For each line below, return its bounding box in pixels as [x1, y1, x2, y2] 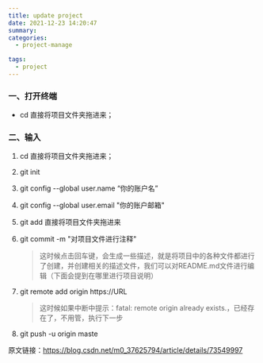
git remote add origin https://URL [19, 287, 128, 296]
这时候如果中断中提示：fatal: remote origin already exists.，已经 [39, 303, 248, 313]
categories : [8, 33, 48, 42]
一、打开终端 [8, 91, 58, 102]
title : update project [8, 11, 83, 20]
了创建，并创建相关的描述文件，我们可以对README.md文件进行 [39, 261, 248, 271]
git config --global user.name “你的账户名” [19, 183, 158, 193]
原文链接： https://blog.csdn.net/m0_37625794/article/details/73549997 [8, 346, 243, 355]
